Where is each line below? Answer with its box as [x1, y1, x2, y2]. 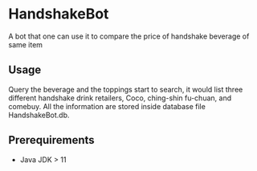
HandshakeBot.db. [8, 110, 70, 120]
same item [8, 39, 43, 49]
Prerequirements [8, 133, 95, 147]
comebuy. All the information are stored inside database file [8, 101, 206, 111]
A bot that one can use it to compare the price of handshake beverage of [8, 31, 250, 41]
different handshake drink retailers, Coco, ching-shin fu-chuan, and [8, 93, 231, 103]
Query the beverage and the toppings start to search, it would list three [8, 84, 243, 94]
